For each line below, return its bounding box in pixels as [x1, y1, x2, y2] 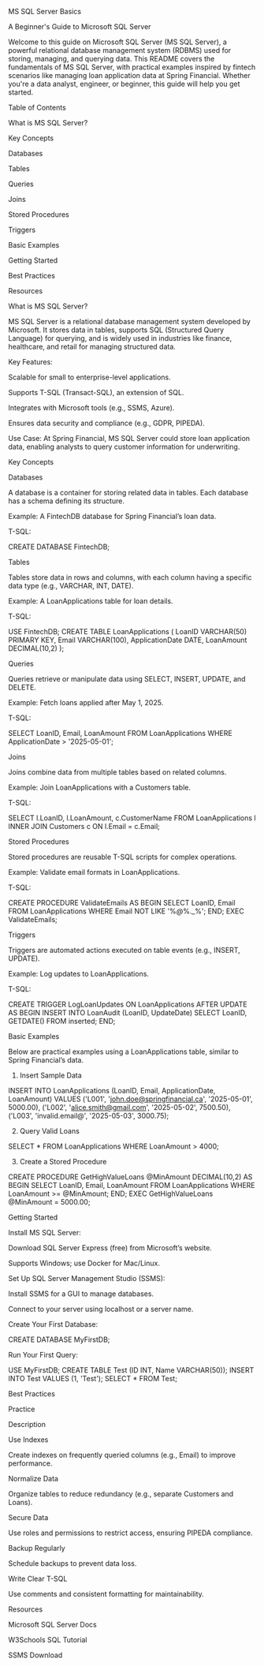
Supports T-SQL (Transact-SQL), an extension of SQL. [8, 388, 184, 397]
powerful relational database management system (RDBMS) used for [8, 46, 232, 54]
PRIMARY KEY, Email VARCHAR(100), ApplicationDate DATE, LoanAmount [8, 635, 247, 644]
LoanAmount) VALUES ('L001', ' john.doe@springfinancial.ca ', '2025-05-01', [8, 1094, 254, 1104]
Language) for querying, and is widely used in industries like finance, [8, 334, 232, 342]
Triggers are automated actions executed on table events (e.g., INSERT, [8, 946, 240, 954]
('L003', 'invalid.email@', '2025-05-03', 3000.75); [8, 1111, 169, 1120]
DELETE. [8, 682, 37, 692]
